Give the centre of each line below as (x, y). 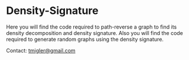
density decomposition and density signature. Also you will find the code (94, 33)
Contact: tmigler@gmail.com (41, 50)
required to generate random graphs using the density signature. (85, 39)
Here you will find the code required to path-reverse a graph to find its (92, 27)
